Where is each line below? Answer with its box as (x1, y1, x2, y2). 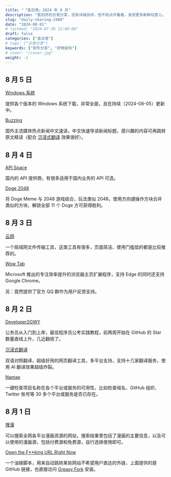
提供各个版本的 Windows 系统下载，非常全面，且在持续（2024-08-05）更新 (5, 101, 165, 107)
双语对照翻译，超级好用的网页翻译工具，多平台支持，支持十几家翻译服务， (5, 357, 161, 364)
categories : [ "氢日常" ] (5, 36, 53, 41)
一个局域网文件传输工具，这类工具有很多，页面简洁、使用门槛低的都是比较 (5, 244, 161, 250)
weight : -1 (5, 55, 28, 60)
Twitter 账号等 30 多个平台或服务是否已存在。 (5, 391, 101, 397)
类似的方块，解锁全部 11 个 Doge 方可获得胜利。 (5, 202, 106, 208)
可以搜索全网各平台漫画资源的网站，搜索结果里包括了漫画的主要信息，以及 (5, 433, 161, 439)
